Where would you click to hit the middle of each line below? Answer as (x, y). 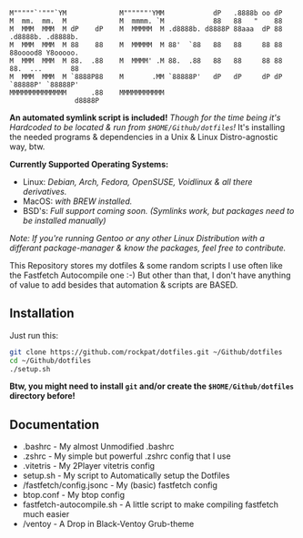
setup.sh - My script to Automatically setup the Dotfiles (126, 476)
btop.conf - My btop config (74, 495)
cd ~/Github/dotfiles (50, 360)
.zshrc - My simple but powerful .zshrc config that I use (126, 456)
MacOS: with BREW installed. (77, 201)
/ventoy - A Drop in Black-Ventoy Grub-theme (108, 524)
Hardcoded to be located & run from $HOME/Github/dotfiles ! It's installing (147, 127)
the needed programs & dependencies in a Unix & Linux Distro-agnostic (144, 137)
